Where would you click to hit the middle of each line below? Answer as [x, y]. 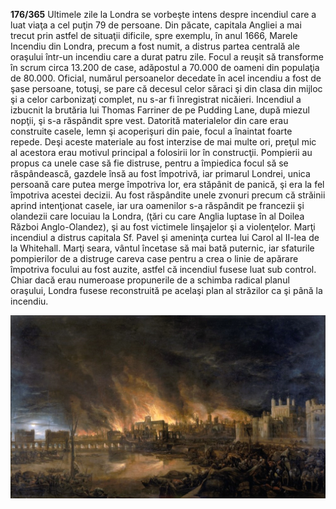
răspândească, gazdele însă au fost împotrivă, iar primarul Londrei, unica [160, 173]
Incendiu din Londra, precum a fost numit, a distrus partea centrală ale [155, 46]
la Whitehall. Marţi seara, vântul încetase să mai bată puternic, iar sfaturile [162, 248]
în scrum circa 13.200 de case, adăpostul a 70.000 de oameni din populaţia [165, 67]
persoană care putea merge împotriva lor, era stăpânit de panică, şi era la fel [167, 184]
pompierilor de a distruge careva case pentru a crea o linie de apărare [154, 258]
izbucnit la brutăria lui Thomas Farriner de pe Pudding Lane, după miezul [160, 110]
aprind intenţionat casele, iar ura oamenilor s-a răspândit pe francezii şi [157, 205]
